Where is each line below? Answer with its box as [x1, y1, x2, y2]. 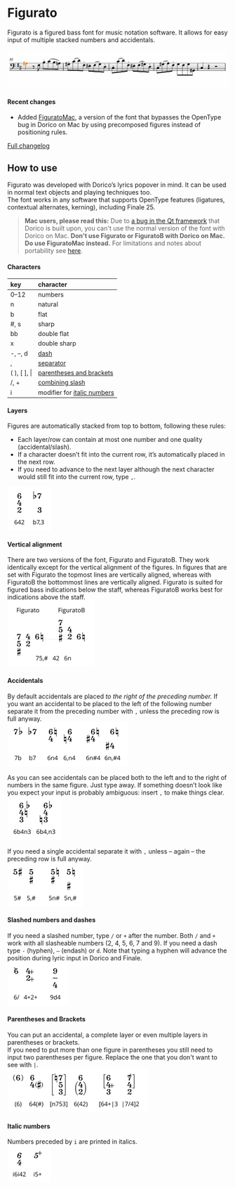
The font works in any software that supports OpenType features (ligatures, [7, 195, 225, 204]
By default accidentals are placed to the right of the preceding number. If [7, 692, 218, 700]
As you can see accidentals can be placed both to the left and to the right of [7, 773, 227, 781]
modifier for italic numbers [38, 388, 114, 396]
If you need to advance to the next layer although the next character [17, 465, 215, 474]
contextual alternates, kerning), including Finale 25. [7, 203, 156, 211]
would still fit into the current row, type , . [17, 473, 136, 481]
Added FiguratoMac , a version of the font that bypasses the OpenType [17, 113, 222, 122]
